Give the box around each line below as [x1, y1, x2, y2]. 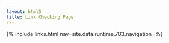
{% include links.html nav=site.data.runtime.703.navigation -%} [6, 30, 164, 37]
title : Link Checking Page [6, 14, 74, 20]
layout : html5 [6, 8, 42, 15]
